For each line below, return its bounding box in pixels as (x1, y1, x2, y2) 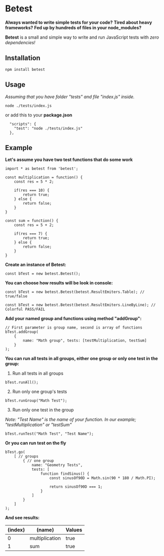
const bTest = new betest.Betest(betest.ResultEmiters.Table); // (5, 289, 145, 295)
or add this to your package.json (5, 112, 73, 118)
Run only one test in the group (12, 407, 74, 413)
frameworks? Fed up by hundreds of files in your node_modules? (5, 24, 142, 30)
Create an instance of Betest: (5, 262, 67, 268)
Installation (5, 54, 41, 62)
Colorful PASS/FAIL (5, 307, 45, 312)
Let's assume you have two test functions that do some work (5, 157, 133, 163)
